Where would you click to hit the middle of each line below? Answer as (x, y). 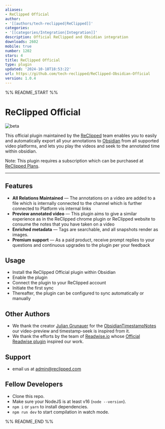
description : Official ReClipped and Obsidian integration (67, 37)
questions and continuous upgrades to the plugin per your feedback (81, 245)
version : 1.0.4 (21, 78)
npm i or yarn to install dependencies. (50, 406)
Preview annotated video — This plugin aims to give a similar (75, 214)
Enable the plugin (30, 278)
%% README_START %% (31, 92)
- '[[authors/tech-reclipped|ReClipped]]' (49, 23)
